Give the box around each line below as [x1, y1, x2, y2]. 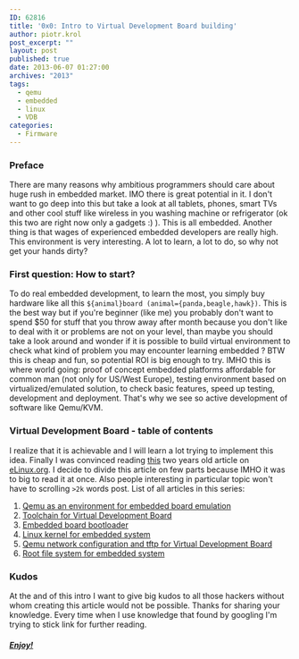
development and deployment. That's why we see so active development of [9, 393, 288, 403]
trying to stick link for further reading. [9, 619, 147, 630]
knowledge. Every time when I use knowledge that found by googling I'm [9, 610, 278, 621]
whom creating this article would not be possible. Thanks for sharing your [9, 600, 281, 611]
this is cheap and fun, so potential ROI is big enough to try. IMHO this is [9, 355, 271, 366]
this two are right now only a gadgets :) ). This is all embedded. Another [9, 217, 273, 228]
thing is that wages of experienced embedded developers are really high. [9, 227, 278, 238]
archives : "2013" [9, 72, 74, 80]
